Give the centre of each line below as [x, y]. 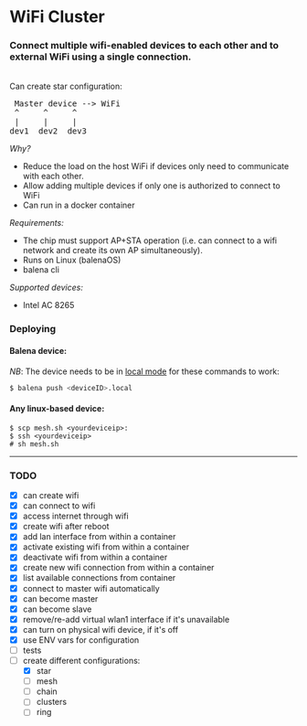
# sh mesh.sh [34, 444]
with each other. [53, 176]
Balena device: [38, 351]
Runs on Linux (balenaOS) [72, 260]
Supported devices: [47, 288]
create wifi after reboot [66, 527]
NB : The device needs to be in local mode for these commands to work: [145, 371]
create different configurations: [81, 660]
